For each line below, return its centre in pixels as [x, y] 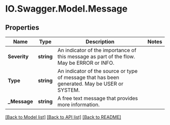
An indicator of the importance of [97, 50]
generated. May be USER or [90, 84]
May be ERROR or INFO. [86, 63]
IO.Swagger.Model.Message [67, 9]
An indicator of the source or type [98, 71]
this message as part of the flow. [96, 56]
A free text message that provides [98, 98]
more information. [79, 105]
